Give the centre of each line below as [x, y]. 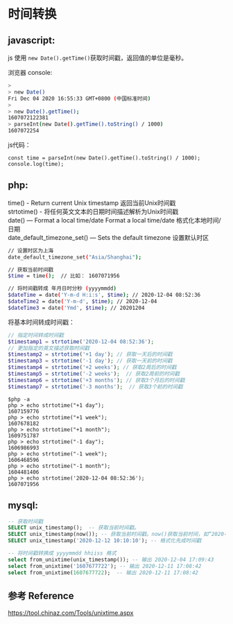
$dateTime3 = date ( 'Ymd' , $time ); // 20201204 [76, 308]
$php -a [19, 399]
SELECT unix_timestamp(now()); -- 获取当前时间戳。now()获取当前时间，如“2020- [118, 535]
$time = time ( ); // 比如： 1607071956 [64, 276]
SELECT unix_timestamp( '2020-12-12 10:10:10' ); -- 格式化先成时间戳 [105, 541]
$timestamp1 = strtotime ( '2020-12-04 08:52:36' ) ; [81, 341]
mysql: [23, 506]
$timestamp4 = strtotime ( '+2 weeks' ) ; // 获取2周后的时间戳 [92, 367]
